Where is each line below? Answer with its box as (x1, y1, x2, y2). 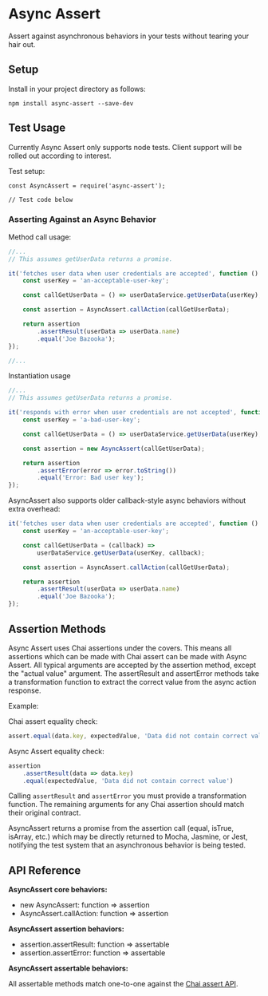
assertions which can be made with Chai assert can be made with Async (8, 651, 247, 661)
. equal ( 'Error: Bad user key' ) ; (37, 474, 145, 482)
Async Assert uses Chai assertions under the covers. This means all (8, 643, 232, 653)
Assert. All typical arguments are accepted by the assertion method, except (8, 660, 257, 670)
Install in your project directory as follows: (8, 84, 146, 93)
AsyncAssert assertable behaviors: (8, 963, 129, 974)
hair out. (8, 39, 36, 49)
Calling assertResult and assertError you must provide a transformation (8, 791, 247, 800)
